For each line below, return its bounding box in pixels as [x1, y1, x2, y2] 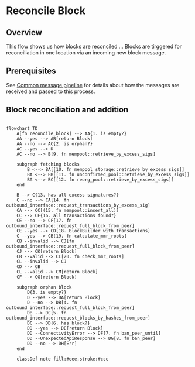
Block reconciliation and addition [6, 105, 129, 115]
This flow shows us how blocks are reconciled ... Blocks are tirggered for [6, 43, 182, 50]
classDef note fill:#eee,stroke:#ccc [16, 356, 109, 362]
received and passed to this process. [6, 88, 95, 95]
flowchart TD [6, 125, 38, 131]
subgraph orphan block [16, 284, 72, 290]
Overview [6, 28, 43, 37]
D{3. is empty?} [27, 289, 67, 295]
